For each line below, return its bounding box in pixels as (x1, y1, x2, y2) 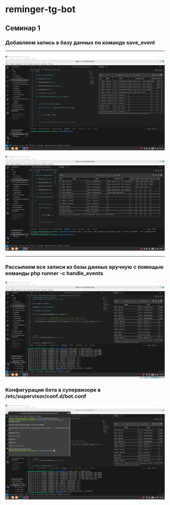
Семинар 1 (5, 24, 40, 32)
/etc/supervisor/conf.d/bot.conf (5, 392, 87, 400)
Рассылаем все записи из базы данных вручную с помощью (5, 263, 164, 270)
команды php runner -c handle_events (5, 270, 104, 277)
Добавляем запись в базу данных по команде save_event (5, 39, 155, 46)
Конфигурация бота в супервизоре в (5, 386, 101, 393)
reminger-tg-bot (5, 4, 76, 15)
